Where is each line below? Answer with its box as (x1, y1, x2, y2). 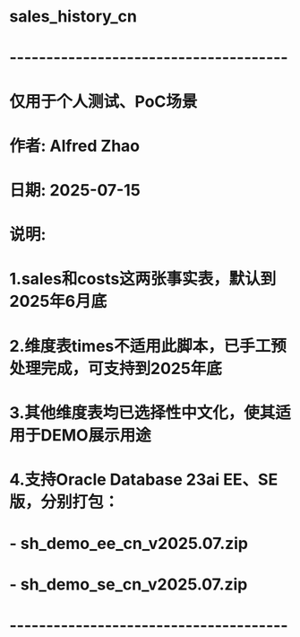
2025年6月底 (9, 292, 107, 311)
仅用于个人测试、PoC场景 (9, 92, 198, 111)
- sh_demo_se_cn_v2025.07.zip (9, 574, 248, 595)
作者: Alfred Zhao (9, 135, 141, 156)
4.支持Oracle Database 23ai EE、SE (9, 469, 279, 490)
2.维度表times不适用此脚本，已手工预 (9, 336, 287, 356)
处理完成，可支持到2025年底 (9, 358, 222, 379)
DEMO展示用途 (40, 424, 151, 445)
